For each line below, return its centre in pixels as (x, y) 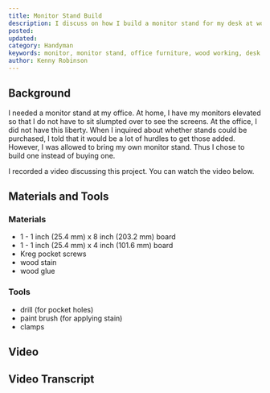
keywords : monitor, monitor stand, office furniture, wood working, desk (135, 53)
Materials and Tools (59, 197)
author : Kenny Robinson (48, 61)
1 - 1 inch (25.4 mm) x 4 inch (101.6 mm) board (96, 246)
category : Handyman (41, 46)
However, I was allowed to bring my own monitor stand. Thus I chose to (127, 147)
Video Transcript (51, 379)
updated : (23, 38)
